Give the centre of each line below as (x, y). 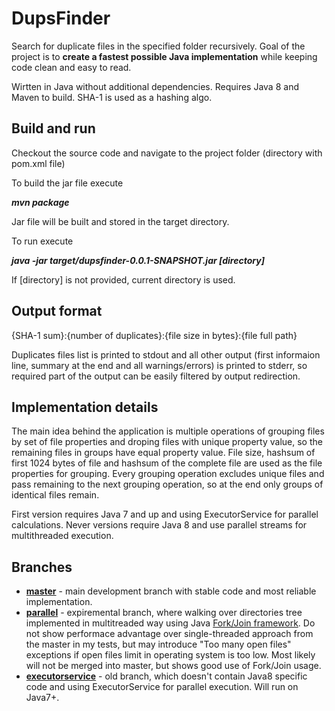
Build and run (53, 128)
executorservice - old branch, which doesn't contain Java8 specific (166, 676)
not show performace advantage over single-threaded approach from (169, 634)
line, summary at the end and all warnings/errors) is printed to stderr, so (159, 365)
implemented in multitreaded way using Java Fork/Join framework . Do (170, 623)
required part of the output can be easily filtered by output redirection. (156, 376)
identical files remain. (55, 495)
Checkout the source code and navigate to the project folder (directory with (167, 153)
